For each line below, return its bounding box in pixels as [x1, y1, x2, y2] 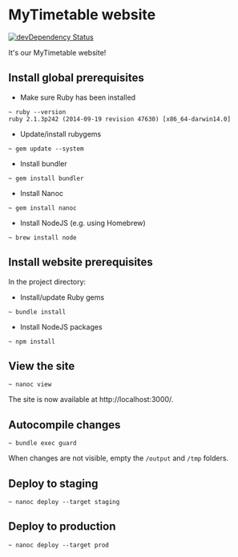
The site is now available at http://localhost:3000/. [8, 395, 174, 404]
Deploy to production [8, 520, 116, 534]
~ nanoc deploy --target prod [8, 541, 110, 549]
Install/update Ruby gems [19, 292, 105, 302]
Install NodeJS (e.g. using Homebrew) [19, 218, 146, 227]
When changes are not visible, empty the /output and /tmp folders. [8, 453, 229, 463]
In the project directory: [8, 276, 87, 286]
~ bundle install [8, 308, 67, 316]
